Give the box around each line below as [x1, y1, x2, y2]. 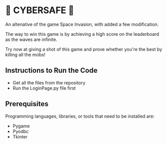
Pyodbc [12, 128, 29, 134]
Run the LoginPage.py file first [12, 85, 76, 91]
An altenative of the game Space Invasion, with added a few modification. [5, 21, 159, 27]
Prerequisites [5, 100, 49, 108]
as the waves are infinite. [5, 36, 57, 42]
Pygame [12, 123, 30, 129]
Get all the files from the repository [12, 79, 86, 85]
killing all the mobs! [5, 52, 46, 58]
